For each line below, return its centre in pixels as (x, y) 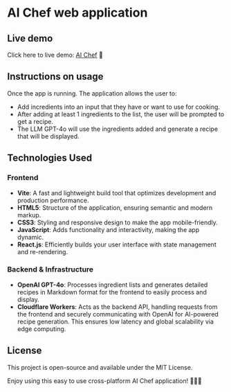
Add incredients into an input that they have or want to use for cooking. (118, 107)
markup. (29, 215)
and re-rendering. (42, 251)
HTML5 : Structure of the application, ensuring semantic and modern (115, 207)
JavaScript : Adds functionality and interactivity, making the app (108, 229)
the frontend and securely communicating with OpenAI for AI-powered (118, 314)
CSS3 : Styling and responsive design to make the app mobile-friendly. (117, 222)
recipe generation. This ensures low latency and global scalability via (115, 321)
